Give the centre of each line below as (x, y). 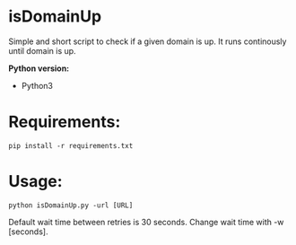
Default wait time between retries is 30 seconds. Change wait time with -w (146, 222)
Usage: (36, 182)
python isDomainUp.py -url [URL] (71, 205)
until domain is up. (43, 50)
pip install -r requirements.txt (71, 145)
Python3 (37, 85)
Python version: (39, 68)
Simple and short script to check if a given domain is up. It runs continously (148, 41)
